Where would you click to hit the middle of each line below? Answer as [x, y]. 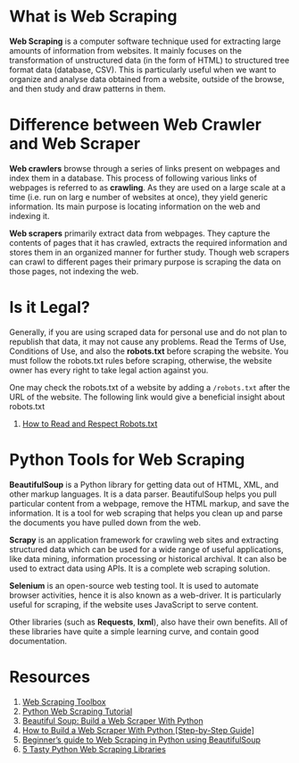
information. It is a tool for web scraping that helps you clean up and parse [146, 513]
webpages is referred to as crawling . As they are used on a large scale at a [147, 187]
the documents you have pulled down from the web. [105, 522]
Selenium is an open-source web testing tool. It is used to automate [134, 585]
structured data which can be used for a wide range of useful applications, [146, 549]
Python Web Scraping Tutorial [77, 711]
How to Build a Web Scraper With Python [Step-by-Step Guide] [138, 730]
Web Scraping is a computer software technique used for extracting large [145, 41]
